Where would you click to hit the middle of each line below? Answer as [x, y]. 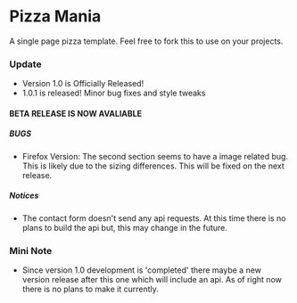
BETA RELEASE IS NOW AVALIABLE [76, 113]
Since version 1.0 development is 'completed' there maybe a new [141, 270]
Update [25, 64]
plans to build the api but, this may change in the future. [124, 227]
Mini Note [31, 250]
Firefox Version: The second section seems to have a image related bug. [155, 156]
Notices [24, 196]
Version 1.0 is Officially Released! [83, 84]
